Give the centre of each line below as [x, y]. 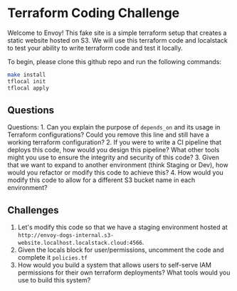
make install [27, 75]
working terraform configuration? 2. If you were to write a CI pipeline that [115, 142]
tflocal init [27, 81]
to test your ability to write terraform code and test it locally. [95, 48]
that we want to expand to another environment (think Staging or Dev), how [118, 165]
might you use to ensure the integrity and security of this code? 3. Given [113, 157]
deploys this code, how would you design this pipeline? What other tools [114, 150]
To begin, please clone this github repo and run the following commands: [115, 61]
